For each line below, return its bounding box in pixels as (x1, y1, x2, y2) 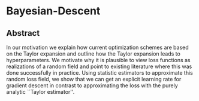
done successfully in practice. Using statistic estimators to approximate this (6, 69, 193, 76)
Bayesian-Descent (6, 4, 101, 18)
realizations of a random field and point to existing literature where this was (6, 63, 192, 70)
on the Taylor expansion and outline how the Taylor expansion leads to (6, 50, 181, 57)
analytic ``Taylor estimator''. (6, 88, 75, 95)
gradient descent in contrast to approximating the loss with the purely (6, 82, 178, 89)
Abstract (6, 28, 40, 38)
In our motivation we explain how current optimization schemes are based (6, 44, 189, 51)
